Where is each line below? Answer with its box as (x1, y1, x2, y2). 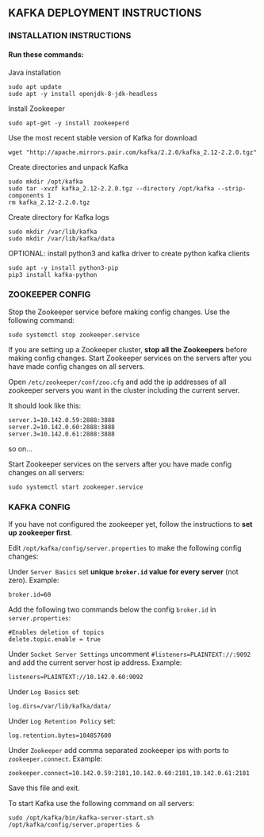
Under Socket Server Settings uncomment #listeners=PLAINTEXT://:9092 (8, 650, 251, 659)
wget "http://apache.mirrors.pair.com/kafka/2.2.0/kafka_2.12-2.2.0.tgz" (8, 148, 258, 156)
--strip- (217, 184, 247, 193)
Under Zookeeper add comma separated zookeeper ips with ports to (8, 746, 229, 755)
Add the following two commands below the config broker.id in (8, 605, 216, 614)
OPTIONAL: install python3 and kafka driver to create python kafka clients (8, 248, 250, 258)
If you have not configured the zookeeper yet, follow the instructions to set (8, 520, 253, 529)
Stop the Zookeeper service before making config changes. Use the (8, 307, 231, 317)
